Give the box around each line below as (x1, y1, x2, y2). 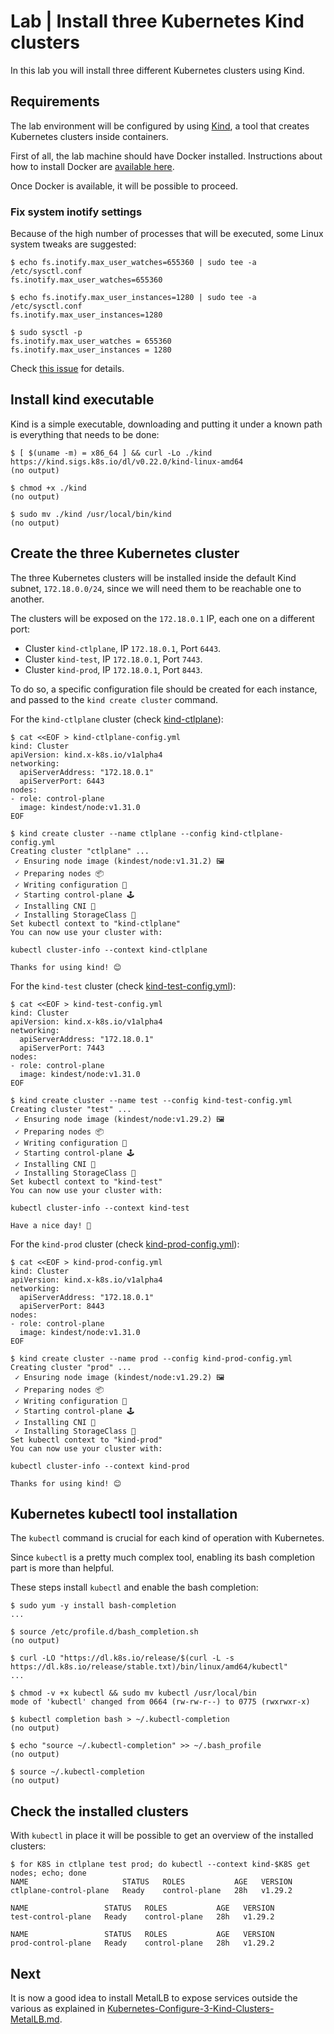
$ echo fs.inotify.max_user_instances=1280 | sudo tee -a (10, 293, 257, 303)
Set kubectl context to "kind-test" (10, 1176, 163, 1187)
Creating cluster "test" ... (10, 1104, 132, 1114)
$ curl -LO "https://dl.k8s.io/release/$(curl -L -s (10, 1653, 235, 1664)
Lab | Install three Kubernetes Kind (10, 10, 305, 33)
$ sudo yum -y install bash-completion (10, 1601, 177, 1611)
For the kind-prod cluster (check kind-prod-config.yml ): (10, 1238, 240, 1250)
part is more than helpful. (10, 1562, 115, 1574)
